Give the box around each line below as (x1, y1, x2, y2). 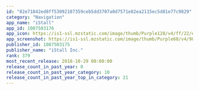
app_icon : (6, 31, 31, 37)
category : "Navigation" (6, 14, 65, 20)
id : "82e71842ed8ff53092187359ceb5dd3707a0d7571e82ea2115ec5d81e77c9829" (6, 8, 192, 15)
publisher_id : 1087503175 (6, 42, 70, 48)
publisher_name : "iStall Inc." (6, 47, 84, 53)
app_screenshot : (6, 36, 46, 42)
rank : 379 (6, 53, 31, 59)
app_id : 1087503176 (6, 25, 54, 31)
